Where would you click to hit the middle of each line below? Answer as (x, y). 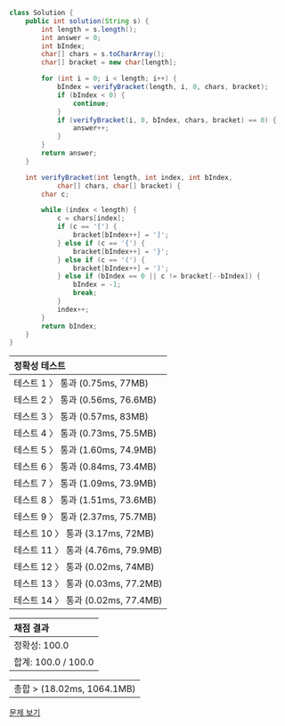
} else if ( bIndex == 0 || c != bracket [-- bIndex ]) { (159, 276)
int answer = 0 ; (71, 37)
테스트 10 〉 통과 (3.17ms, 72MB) (84, 534)
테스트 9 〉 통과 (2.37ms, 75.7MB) (85, 517)
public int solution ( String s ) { (87, 21)
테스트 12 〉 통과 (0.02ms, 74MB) (84, 567)
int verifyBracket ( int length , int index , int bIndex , (129, 177)
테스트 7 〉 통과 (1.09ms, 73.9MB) (85, 484)
